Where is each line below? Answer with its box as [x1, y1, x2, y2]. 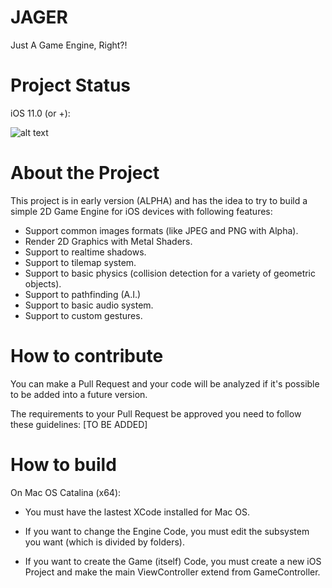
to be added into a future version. [10, 388, 148, 400]
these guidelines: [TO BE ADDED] [10, 418, 148, 430]
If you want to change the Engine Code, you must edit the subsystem [24, 525, 310, 537]
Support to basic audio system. [24, 299, 154, 311]
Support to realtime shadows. [24, 246, 147, 258]
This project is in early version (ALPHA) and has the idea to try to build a [10, 194, 308, 206]
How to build [10, 453, 117, 476]
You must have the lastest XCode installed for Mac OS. [24, 506, 250, 518]
